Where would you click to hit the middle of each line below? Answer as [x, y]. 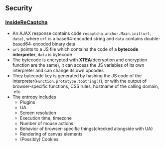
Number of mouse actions [47, 123]
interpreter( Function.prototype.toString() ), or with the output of [80, 81]
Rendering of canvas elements [51, 134]
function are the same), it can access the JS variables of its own [78, 65]
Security [19, 8]
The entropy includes [34, 97]
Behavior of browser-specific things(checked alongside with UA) [86, 129]
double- [152, 38]
